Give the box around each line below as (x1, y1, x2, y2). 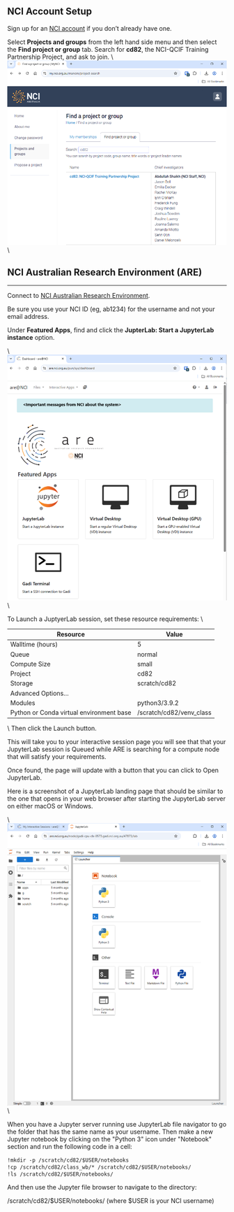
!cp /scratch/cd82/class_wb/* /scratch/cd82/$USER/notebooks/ (7, 1164, 192, 1171)
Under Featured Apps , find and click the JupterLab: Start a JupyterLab (7, 326, 214, 334)
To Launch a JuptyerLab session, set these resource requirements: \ (7, 615, 203, 623)
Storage (10, 679, 33, 687)
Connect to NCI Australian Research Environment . (7, 292, 150, 300)
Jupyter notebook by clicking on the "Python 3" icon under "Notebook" (7, 1135, 212, 1143)
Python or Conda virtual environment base (10, 708, 132, 717)
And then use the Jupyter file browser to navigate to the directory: (7, 1183, 197, 1192)
